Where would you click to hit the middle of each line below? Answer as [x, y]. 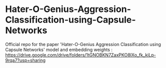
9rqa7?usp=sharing [25, 60]
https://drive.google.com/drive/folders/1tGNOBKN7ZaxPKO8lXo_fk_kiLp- [80, 55]
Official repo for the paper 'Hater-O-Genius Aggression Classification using [83, 44]
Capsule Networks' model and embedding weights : [59, 49]
